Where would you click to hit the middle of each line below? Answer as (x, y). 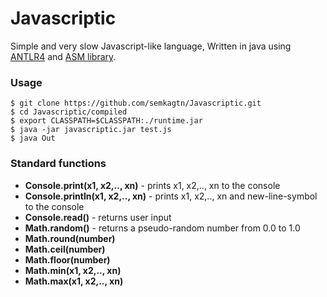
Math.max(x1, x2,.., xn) (74, 281)
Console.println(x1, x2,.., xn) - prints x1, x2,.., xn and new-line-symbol (171, 196)
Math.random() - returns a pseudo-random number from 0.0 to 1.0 (162, 228)
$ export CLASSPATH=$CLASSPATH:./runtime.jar (106, 121)
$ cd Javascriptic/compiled (69, 112)
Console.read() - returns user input (98, 217)
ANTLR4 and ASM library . (63, 56)
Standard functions (58, 164)
